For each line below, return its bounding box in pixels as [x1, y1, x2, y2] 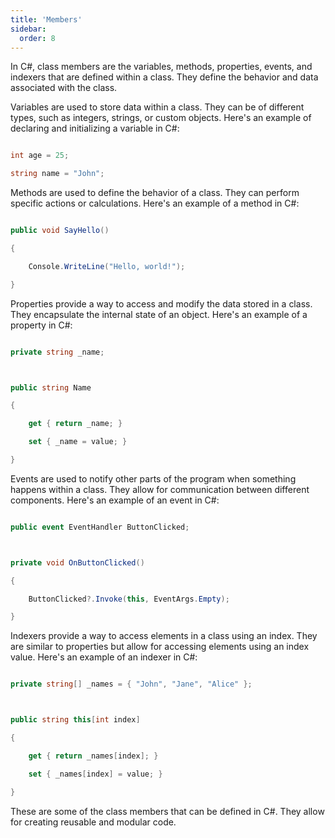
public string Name [10, 382, 92, 393]
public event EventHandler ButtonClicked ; [10, 522, 190, 532]
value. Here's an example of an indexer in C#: [10, 651, 198, 663]
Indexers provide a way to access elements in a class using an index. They [10, 630, 318, 642]
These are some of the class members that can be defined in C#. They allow [10, 805, 325, 817]
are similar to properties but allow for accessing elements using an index [10, 641, 310, 653]
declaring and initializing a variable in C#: [10, 122, 180, 135]
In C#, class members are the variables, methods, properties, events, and [10, 61, 313, 73]
